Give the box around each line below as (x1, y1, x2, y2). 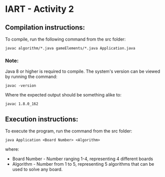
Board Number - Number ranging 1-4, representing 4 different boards (12, 156, 154, 162)
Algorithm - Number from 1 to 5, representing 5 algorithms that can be (12, 161, 154, 167)
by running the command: (5, 74, 58, 80)
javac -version (5, 83, 36, 88)
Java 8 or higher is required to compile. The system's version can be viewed (5, 68, 160, 75)
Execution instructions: (5, 115, 79, 123)
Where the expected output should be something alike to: (5, 92, 122, 98)
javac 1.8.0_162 (5, 101, 38, 107)
